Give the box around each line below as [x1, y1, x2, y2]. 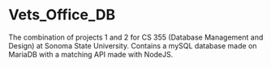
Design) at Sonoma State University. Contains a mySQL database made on [8, 40, 257, 50]
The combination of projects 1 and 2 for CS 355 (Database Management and [8, 32, 264, 42]
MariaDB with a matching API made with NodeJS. [8, 49, 174, 59]
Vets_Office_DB [8, 6, 116, 24]
